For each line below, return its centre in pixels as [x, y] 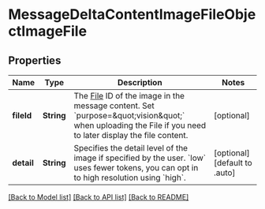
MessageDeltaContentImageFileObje [132, 15]
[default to [233, 163]
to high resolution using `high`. [130, 177]
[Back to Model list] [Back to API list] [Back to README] [99, 197]
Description [140, 82]
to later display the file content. [131, 135]
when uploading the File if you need [140, 125]
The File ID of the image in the [129, 96]
